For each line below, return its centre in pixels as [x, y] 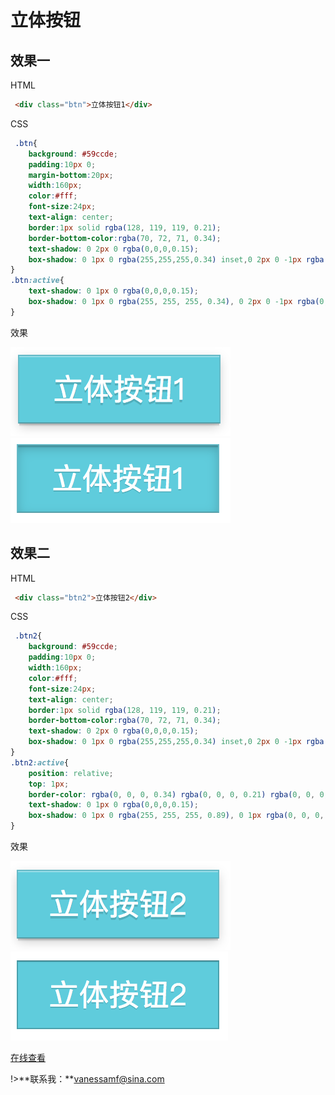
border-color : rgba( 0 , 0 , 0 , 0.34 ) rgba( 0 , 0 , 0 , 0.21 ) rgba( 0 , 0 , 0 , [178, 794]
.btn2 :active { [40, 762]
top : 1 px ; [49, 784]
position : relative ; [71, 773]
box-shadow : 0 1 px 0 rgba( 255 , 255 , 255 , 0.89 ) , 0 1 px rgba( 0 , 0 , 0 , [176, 816]
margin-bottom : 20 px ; [71, 175]
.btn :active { [37, 281]
